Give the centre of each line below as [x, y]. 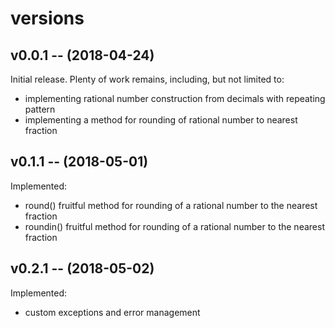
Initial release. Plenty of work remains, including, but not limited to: [147, 79]
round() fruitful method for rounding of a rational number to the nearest [171, 205]
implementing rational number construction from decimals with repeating [175, 98]
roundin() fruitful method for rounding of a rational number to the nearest [174, 226]
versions [47, 18]
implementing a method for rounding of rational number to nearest [161, 120]
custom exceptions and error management [112, 312]
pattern [40, 109]
